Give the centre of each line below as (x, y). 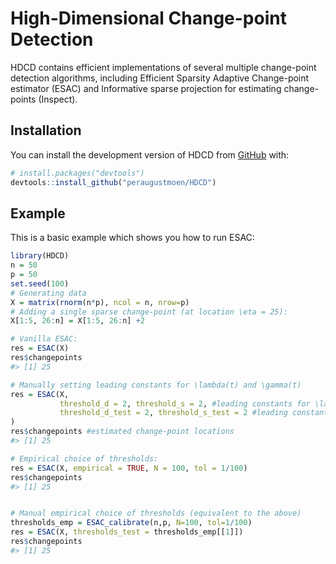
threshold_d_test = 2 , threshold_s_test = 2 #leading (173, 413)
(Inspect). (58, 99)
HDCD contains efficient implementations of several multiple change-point (163, 67)
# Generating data (48, 293)
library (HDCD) (40, 256)
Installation (46, 130)
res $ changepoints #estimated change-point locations (122, 432)
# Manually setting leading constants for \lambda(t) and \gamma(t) (156, 385)
